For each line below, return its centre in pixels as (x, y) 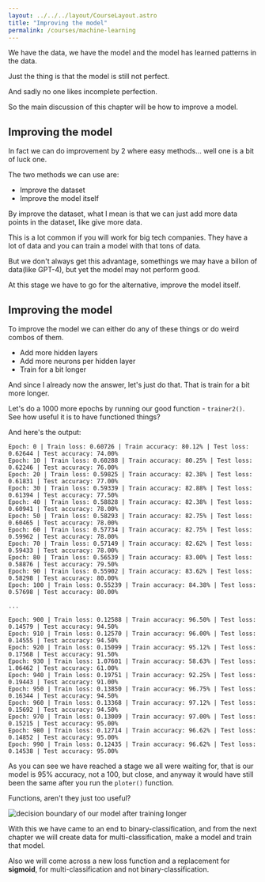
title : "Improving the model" (58, 23)
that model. (27, 846)
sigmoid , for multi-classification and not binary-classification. (109, 869)
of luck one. (28, 160)
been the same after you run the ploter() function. (91, 783)
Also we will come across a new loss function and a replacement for (119, 861)
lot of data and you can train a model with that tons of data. (105, 246)
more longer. (29, 393)
